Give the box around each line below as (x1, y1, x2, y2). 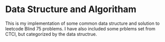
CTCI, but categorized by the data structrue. (5, 31, 97, 37)
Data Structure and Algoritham (5, 4, 137, 15)
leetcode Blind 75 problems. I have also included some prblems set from (5, 25, 155, 31)
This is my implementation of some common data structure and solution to (5, 20, 160, 26)
